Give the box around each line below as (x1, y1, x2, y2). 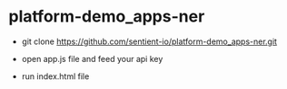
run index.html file (21, 70, 90, 82)
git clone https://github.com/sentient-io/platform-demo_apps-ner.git (21, 36, 278, 47)
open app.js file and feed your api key (21, 53, 163, 64)
